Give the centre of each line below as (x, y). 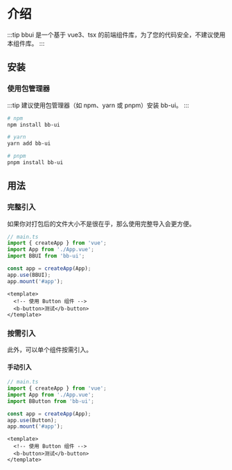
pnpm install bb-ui (35, 163)
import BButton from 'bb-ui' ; (51, 401)
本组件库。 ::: (26, 43)
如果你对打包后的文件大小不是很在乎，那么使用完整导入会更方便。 (101, 224)
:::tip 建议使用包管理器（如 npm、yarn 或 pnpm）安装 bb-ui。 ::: (98, 105)
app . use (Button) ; (32, 420)
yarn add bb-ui (29, 144)
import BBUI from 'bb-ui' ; (46, 256)
